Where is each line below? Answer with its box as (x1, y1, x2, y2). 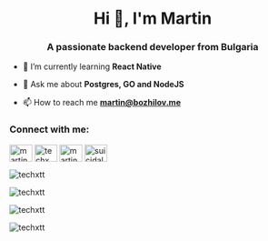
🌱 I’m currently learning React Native (22, 61, 162, 72)
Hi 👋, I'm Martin (94, 8, 212, 29)
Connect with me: (9, 123, 90, 136)
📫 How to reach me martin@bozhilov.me (22, 97, 182, 108)
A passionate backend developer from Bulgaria (46, 41, 259, 54)
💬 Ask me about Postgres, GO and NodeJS (22, 79, 184, 90)
